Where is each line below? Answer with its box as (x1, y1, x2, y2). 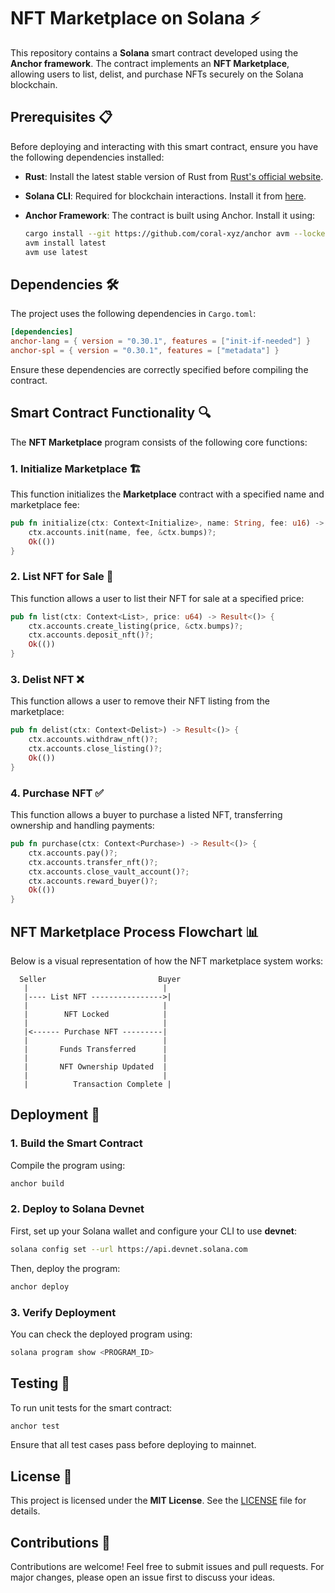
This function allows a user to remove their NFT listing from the (10, 695, 270, 707)
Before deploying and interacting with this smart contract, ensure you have (10, 140, 319, 152)
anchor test (10, 1421, 60, 1431)
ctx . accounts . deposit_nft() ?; (28, 630, 155, 640)
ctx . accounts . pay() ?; (28, 848, 118, 858)
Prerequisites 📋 (10, 109, 113, 126)
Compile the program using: (10, 1159, 126, 1171)
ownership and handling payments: (10, 820, 155, 832)
